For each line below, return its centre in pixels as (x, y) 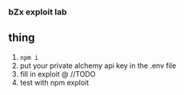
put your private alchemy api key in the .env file (98, 65)
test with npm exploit (54, 82)
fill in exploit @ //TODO (58, 73)
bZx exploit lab (38, 12)
